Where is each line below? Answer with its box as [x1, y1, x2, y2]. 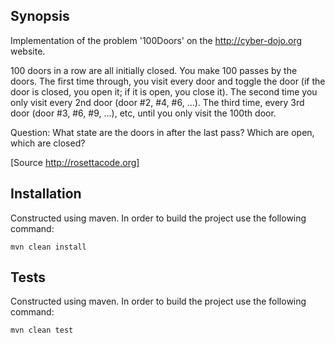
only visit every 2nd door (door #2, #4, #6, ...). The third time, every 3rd [10, 96, 305, 108]
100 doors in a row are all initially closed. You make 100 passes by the [10, 64, 298, 76]
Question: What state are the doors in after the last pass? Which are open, [10, 126, 315, 138]
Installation [10, 185, 82, 203]
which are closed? [10, 137, 86, 149]
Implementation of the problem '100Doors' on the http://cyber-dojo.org [10, 34, 303, 46]
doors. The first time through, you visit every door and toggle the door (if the [10, 75, 326, 87]
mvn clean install [10, 242, 87, 252]
